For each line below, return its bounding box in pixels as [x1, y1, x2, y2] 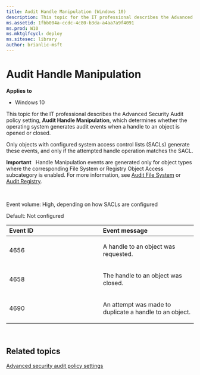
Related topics [6, 346, 61, 357]
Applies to [6, 87, 32, 94]
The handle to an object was [103, 271, 183, 280]
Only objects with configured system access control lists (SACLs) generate [6, 140, 190, 148]
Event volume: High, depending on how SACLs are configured [6, 201, 158, 208]
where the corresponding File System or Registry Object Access [6, 165, 164, 172]
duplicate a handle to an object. [103, 308, 191, 316]
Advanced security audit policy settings [6, 362, 104, 369]
